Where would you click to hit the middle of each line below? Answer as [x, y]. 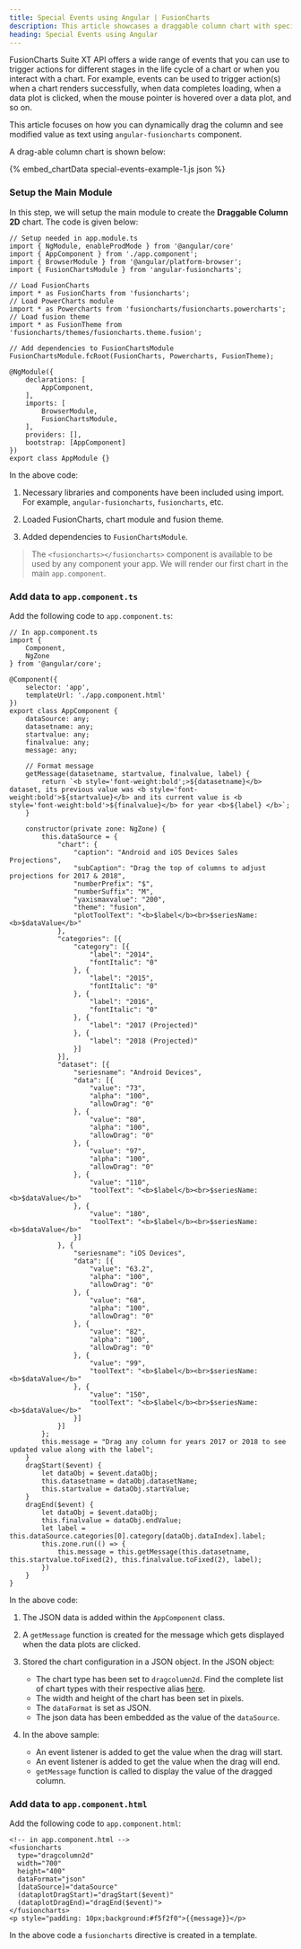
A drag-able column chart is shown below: [87, 152]
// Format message [60, 766]
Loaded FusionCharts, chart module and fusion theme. [123, 519]
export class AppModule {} [60, 458]
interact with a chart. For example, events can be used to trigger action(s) [145, 79]
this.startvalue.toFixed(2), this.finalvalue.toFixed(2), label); [136, 1559]
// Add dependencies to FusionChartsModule [92, 348]
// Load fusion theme [50, 317]
